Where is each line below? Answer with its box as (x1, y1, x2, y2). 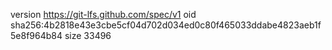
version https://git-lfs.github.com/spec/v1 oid (10, 9, 197, 20)
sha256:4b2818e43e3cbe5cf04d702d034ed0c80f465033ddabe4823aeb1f (10, 19, 322, 31)
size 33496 (64, 30, 112, 41)
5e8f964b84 (10, 30, 63, 41)
